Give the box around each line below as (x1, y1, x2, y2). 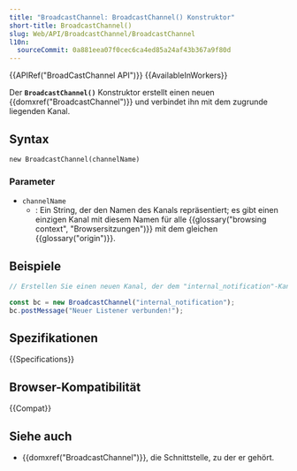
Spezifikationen (9, 330, 99, 346)
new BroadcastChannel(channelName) (9, 155, 141, 163)
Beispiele (9, 258, 62, 274)
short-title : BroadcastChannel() (9, 21, 133, 30)
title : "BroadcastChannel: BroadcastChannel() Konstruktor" (9, 12, 236, 22)
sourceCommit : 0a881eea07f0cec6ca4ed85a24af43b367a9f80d (17, 46, 232, 55)
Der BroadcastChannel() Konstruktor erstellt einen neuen (9, 87, 215, 98)
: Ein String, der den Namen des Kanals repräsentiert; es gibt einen (34, 205, 278, 216)
